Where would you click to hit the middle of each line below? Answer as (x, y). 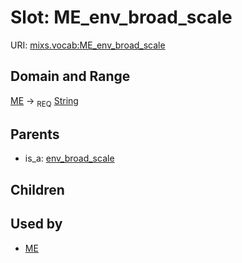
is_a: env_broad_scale (69, 158)
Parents (35, 134)
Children (37, 189)
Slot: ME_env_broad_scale (121, 17)
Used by (36, 224)
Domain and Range (70, 76)
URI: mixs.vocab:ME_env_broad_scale (88, 45)
